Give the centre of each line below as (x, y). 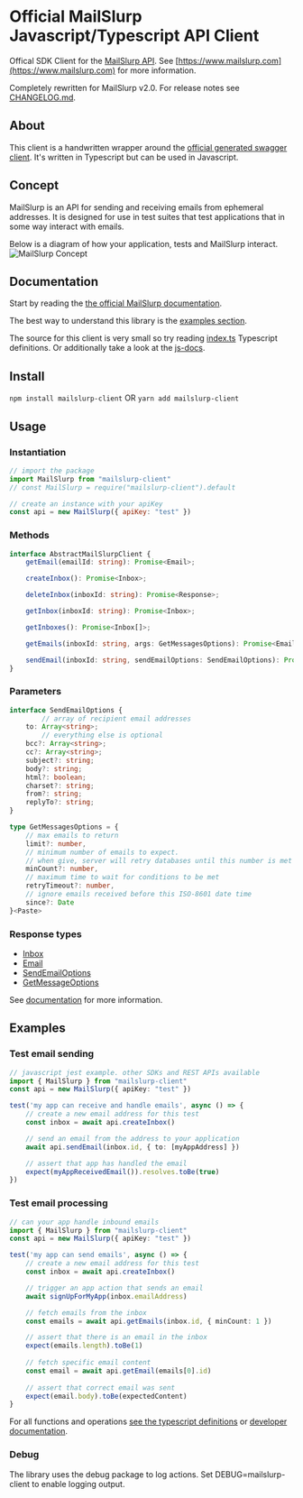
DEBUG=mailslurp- (250, 1474)
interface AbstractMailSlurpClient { (80, 554)
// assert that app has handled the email (106, 1163)
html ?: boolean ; (56, 777)
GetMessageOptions (60, 983)
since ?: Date (50, 902)
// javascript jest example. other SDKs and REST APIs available (134, 1072)
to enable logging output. (78, 1484)
